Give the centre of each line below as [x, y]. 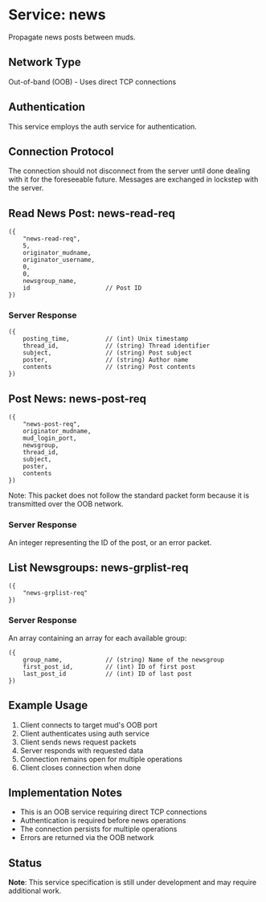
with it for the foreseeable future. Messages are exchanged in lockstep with [133, 179]
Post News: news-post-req [78, 398]
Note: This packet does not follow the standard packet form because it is [129, 495]
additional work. [35, 891]
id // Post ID [82, 288]
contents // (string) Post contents [109, 367]
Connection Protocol [61, 152]
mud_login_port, [50, 439]
